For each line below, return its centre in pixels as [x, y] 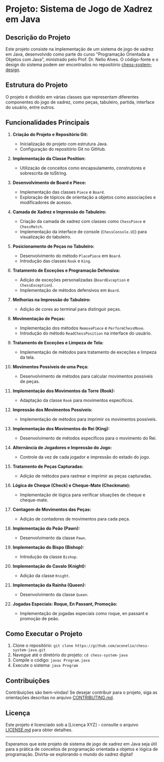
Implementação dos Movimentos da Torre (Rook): [64, 391]
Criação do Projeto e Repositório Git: [50, 134]
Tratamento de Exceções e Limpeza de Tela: [58, 342]
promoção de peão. [40, 619]
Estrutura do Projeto [37, 85]
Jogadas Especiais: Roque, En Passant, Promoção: [65, 604]
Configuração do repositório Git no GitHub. [63, 149]
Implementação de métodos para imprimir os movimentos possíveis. [88, 419]
